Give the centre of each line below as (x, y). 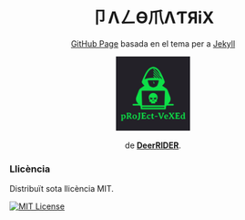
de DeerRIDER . (153, 145)
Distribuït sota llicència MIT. (61, 189)
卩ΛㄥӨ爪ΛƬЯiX (153, 18)
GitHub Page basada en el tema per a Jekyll (153, 43)
